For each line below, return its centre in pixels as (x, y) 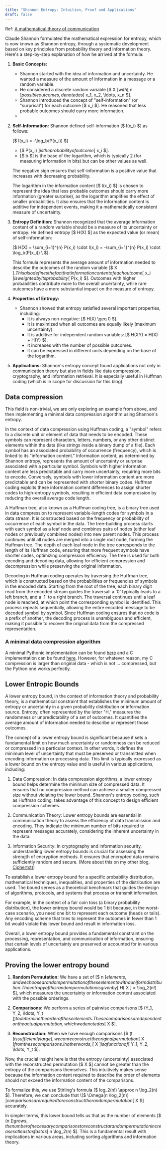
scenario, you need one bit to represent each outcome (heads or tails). (88, 913)
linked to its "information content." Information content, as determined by (80, 456)
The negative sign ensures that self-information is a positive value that (84, 171)
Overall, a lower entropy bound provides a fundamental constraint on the (80, 933)
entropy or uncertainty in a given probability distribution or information (77, 707)
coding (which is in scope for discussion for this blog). (68, 381)
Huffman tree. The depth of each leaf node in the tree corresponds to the (80, 545)
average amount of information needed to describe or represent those (77, 723)
